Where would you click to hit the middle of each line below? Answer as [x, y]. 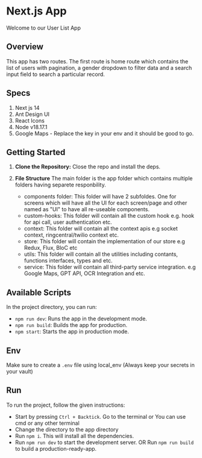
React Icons [30, 120]
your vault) [20, 371]
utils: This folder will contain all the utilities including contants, [101, 254]
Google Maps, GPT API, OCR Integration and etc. [85, 273]
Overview [25, 47]
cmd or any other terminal [47, 423]
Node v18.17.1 [31, 127]
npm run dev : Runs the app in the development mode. [81, 319]
